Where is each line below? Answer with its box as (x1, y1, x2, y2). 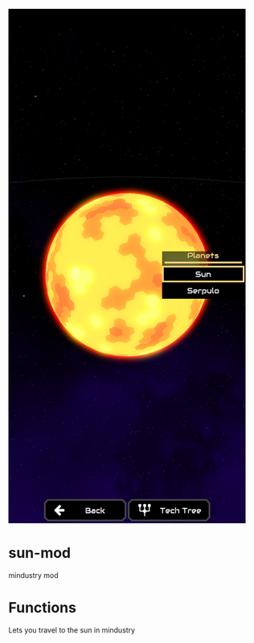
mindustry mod (8, 570, 59, 580)
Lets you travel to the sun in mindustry (8, 625, 135, 635)
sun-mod (8, 544, 72, 563)
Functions (8, 599, 76, 617)
